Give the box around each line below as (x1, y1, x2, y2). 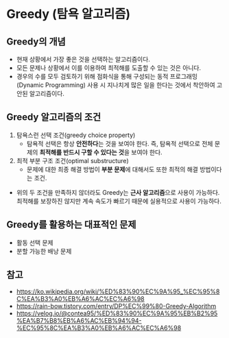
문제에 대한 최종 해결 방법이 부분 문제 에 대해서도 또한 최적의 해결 (26, 165, 198, 173)
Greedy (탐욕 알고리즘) (6, 6, 131, 22)
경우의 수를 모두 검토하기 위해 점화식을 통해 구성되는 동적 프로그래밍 (16, 73, 198, 80)
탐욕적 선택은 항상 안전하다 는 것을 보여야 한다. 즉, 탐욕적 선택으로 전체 (26, 139, 213, 147)
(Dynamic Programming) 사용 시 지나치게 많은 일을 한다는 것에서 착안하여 (16, 81, 215, 89)
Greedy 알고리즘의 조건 (6, 111, 101, 123)
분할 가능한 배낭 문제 (16, 247, 72, 255)
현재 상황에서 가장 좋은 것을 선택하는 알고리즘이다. (16, 56, 150, 63)
